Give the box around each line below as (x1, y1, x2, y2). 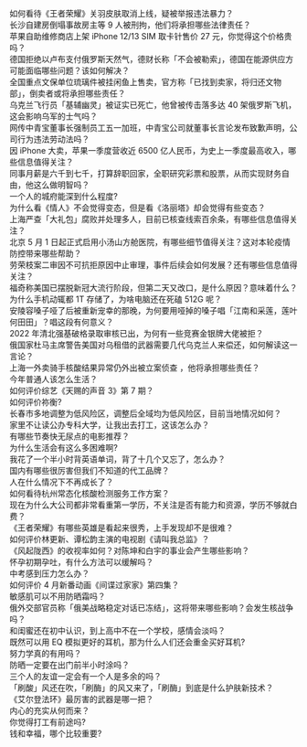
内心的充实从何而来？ (9, 705, 90, 716)
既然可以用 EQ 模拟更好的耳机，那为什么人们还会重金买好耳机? (9, 636, 246, 647)
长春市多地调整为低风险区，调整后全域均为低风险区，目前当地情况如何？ (9, 408, 281, 419)
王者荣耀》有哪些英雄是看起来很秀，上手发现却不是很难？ (16, 522, 234, 533)
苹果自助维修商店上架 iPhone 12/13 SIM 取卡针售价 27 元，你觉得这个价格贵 (9, 31, 292, 41)
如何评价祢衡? (9, 397, 62, 407)
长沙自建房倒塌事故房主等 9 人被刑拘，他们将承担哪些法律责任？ (9, 19, 251, 30)
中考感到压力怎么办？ (9, 568, 90, 579)
